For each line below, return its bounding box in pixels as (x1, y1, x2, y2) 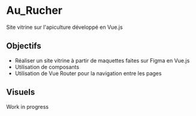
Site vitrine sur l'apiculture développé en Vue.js (6, 23, 123, 31)
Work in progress (6, 103, 49, 110)
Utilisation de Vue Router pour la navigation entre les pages (14, 70, 162, 77)
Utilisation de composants (14, 63, 80, 70)
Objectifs (6, 41, 42, 51)
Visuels (6, 87, 35, 97)
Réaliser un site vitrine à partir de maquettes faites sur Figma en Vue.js (14, 56, 190, 64)
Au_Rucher (6, 4, 63, 17)
